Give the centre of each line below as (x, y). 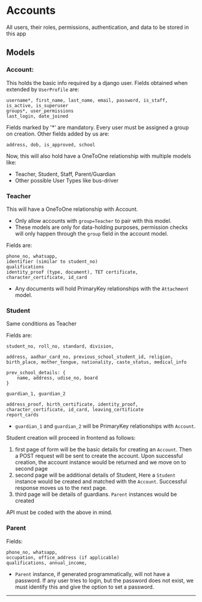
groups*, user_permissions (40, 111)
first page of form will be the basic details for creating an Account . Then (103, 450)
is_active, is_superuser (37, 105)
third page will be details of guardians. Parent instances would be (96, 494)
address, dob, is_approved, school (51, 145)
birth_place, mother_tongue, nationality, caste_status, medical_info (96, 362)
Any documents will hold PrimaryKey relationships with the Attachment (102, 288)
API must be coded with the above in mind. (60, 512)
